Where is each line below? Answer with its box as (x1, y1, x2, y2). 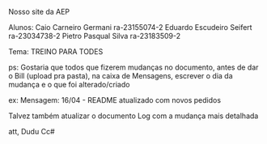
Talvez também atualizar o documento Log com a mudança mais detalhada (8, 111, 259, 121)
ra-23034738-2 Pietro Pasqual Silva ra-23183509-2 (8, 32, 180, 40)
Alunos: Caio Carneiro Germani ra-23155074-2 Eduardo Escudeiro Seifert (8, 23, 252, 32)
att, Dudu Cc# (8, 127, 55, 136)
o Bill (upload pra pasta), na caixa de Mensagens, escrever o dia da (8, 71, 233, 80)
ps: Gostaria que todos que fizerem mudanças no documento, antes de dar (8, 62, 259, 72)
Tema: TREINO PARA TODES (8, 47, 104, 56)
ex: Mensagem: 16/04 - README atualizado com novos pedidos (8, 95, 221, 104)
